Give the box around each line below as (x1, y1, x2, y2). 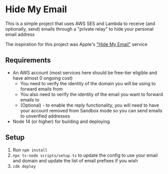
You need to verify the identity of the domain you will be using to (20, 80, 156, 86)
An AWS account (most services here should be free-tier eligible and (12, 69, 157, 76)
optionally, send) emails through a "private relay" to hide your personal (5, 26, 154, 32)
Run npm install (12, 146, 48, 153)
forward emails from (20, 86, 63, 92)
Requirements (5, 56, 51, 65)
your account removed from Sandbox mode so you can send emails (20, 107, 163, 113)
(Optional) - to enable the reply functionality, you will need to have (20, 102, 159, 108)
